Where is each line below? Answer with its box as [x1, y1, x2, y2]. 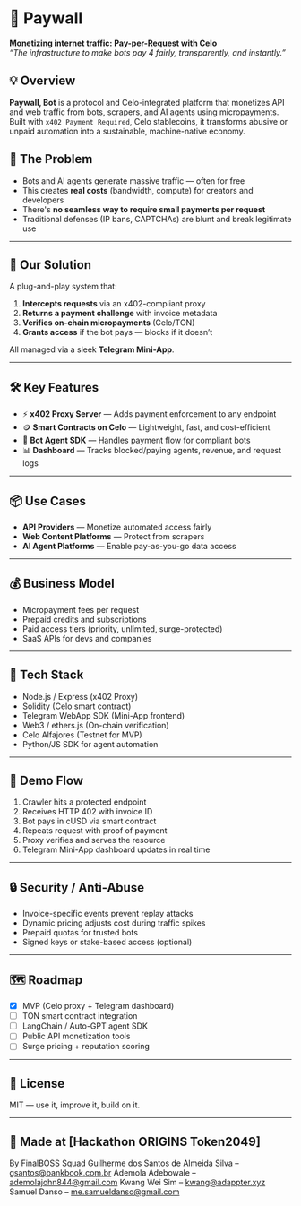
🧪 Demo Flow [9, 773, 83, 788]
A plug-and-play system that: [9, 281, 118, 292]
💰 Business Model [9, 576, 115, 591]
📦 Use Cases [9, 493, 87, 509]
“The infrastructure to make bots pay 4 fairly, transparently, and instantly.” [9, 47, 287, 57]
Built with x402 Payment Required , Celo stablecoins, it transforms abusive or [9, 116, 288, 126]
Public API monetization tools [21, 1030, 131, 1042]
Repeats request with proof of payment [21, 825, 168, 836]
